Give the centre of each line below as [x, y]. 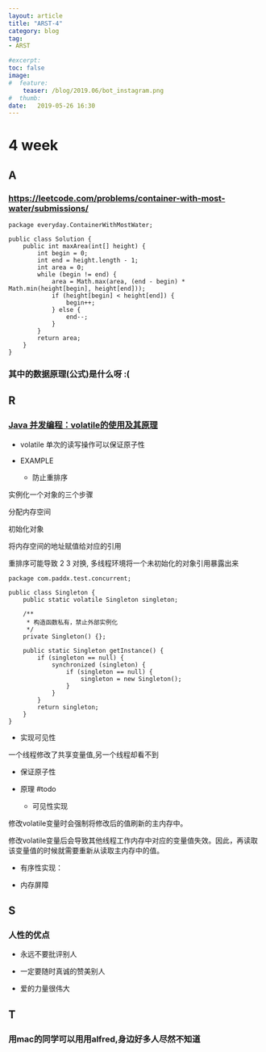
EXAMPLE [37, 461]
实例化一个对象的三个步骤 [51, 494]
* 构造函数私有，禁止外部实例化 [72, 622]
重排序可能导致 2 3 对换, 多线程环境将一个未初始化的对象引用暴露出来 [124, 563]
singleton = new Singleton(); [131, 679]
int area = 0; [61, 267]
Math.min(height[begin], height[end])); [77, 289]
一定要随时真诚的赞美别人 [62, 971]
